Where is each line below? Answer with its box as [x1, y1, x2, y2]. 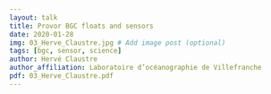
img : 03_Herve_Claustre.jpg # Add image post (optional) [9, 38, 226, 47]
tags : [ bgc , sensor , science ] [9, 47, 123, 56]
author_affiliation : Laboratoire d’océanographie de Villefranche [9, 64, 262, 73]
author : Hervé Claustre [9, 55, 98, 64]
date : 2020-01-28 [9, 30, 74, 38]
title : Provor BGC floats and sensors [9, 21, 154, 30]
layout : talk [9, 13, 58, 22]
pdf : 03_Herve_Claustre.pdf [9, 72, 114, 81]
